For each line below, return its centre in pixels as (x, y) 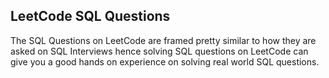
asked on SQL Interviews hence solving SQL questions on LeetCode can (159, 51)
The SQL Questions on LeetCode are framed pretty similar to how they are (163, 40)
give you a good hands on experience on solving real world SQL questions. (165, 61)
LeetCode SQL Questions (90, 16)
